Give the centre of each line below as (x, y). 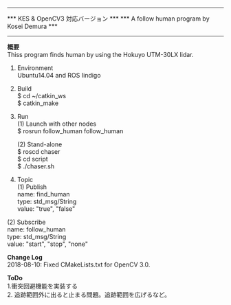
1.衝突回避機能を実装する (42, 286)
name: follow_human (36, 229)
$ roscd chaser (38, 151)
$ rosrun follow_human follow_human (70, 131)
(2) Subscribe (26, 222)
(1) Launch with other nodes (57, 124)
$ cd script (32, 159)
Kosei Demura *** (33, 26)
